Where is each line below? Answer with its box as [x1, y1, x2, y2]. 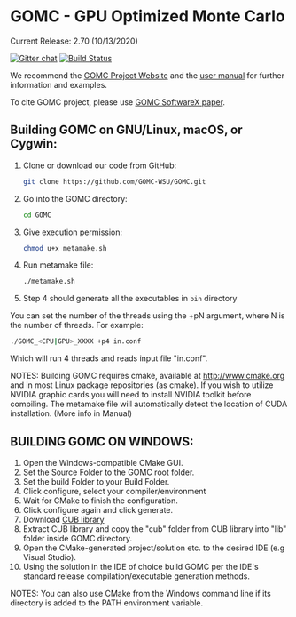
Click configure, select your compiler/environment [22, 485, 206, 496]
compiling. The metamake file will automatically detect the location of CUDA [10, 398, 288, 410]
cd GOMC [22, 211, 51, 220]
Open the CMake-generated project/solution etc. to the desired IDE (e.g [22, 542, 285, 553]
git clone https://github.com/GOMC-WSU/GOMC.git [22, 177, 206, 186]
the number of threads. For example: [10, 320, 144, 331]
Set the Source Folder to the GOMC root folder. [22, 467, 195, 477]
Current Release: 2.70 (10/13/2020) [10, 36, 138, 46]
